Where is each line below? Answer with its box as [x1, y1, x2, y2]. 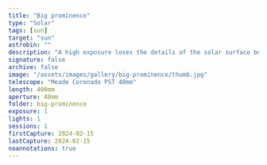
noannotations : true [8, 144, 77, 152]
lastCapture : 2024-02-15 [8, 136, 91, 145]
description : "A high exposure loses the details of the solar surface [8, 48, 250, 56]
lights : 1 [8, 115, 41, 123]
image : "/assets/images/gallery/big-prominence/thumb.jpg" [8, 71, 208, 79]
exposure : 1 [8, 108, 48, 116]
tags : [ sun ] [8, 26, 48, 34]
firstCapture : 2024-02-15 [8, 129, 94, 137]
